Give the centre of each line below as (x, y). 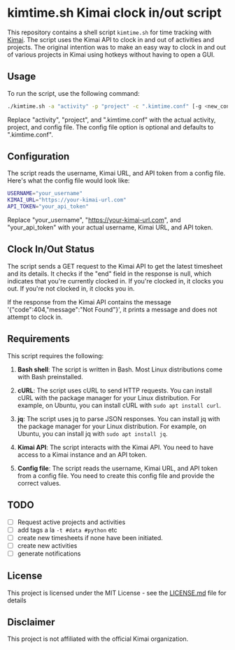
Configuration (38, 156)
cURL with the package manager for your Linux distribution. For (109, 397)
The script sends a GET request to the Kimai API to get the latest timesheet (115, 266)
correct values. (39, 483)
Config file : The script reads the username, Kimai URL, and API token (117, 468)
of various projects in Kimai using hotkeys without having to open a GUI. (111, 55)
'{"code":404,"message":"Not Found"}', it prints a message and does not (112, 309)
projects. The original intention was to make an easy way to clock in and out (116, 47)
